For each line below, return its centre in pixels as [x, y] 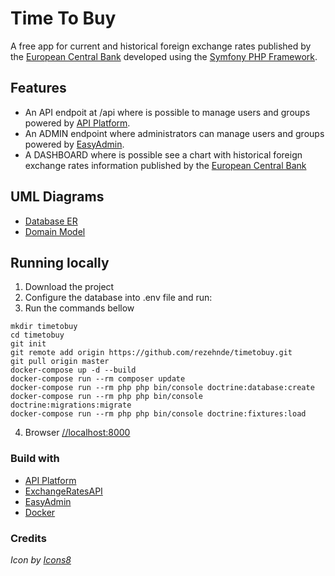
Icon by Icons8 [41, 559]
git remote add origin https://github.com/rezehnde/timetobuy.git [151, 353]
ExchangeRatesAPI [63, 491]
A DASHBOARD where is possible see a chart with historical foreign [163, 154]
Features [38, 88]
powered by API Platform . [77, 123]
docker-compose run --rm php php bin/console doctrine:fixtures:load [158, 414]
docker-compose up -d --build [73, 370]
